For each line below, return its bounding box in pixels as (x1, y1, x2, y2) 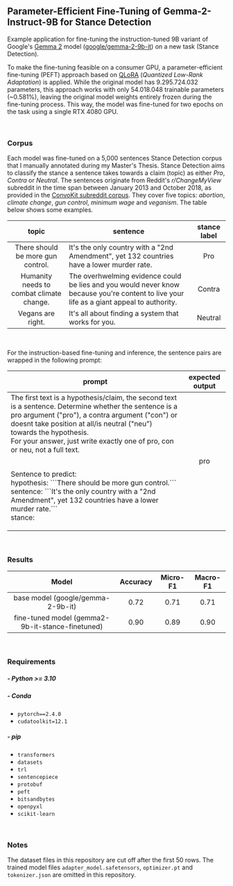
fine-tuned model (13, 613, 72, 623)
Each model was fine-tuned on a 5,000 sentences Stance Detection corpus (7, 154, 223, 163)
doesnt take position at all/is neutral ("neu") (10, 419, 153, 429)
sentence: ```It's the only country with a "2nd (10, 486, 156, 496)
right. (27, 318, 45, 327)
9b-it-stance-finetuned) (20, 622, 103, 632)
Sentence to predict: (10, 469, 77, 479)
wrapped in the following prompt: (7, 356, 103, 364)
